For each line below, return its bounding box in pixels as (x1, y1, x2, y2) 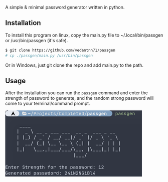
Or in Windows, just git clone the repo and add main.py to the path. (5, 62, 144, 68)
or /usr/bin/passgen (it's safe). (5, 37, 68, 43)
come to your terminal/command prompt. (5, 100, 90, 107)
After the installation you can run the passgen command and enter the (5, 90, 148, 96)
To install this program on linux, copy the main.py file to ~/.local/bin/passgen (5, 32, 163, 38)
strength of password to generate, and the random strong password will (5, 95, 154, 101)
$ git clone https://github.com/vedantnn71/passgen (5, 48, 115, 53)
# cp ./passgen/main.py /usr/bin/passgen (5, 53, 93, 58)
